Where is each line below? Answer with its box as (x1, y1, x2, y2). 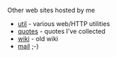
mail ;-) (17, 42, 39, 50)
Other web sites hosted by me (7, 6, 96, 14)
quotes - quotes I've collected (17, 27, 106, 35)
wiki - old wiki (17, 34, 59, 43)
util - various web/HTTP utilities (17, 20, 111, 27)
